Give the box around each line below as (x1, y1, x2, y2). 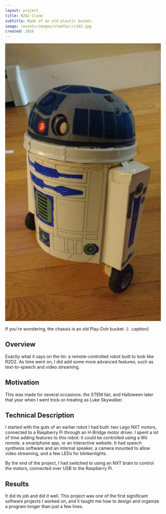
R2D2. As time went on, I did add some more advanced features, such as (5, 358, 154, 364)
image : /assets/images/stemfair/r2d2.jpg (5, 24, 92, 29)
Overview (5, 340, 36, 349)
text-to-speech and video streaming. (5, 364, 80, 370)
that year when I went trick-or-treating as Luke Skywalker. (5, 397, 124, 402)
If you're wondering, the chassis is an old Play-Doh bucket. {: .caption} (5, 326, 149, 332)
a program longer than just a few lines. (5, 504, 83, 510)
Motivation (5, 378, 40, 387)
